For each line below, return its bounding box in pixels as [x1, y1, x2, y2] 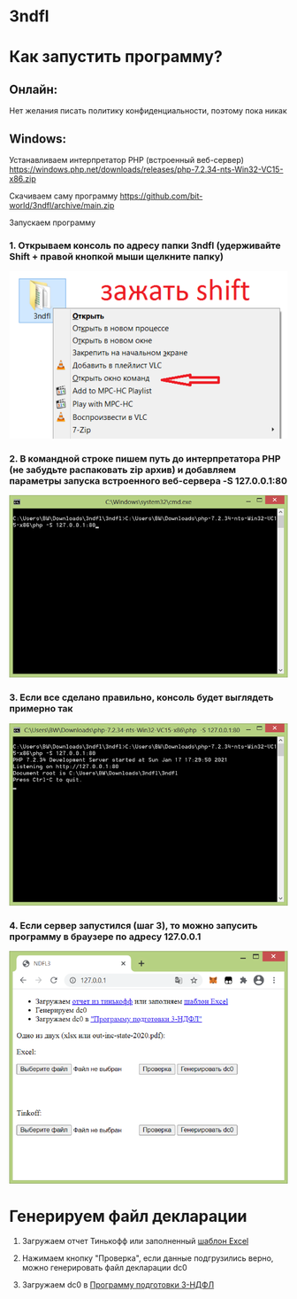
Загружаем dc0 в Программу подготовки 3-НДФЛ [21, 1280, 215, 1290]
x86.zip [9, 174, 37, 183]
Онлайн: [9, 82, 58, 97]
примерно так [9, 703, 73, 715]
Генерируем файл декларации [9, 1207, 247, 1226]
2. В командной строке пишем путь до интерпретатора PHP [9, 452, 281, 464]
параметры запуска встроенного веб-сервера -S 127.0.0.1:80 [9, 474, 287, 486]
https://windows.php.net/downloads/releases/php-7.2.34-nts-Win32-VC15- [9, 164, 284, 175]
